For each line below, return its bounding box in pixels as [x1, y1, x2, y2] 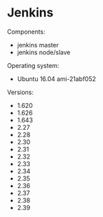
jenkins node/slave [16, 48, 71, 56]
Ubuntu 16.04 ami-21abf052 [16, 74, 96, 83]
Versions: [7, 88, 34, 96]
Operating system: [7, 61, 60, 69]
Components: [7, 27, 46, 36]
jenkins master [16, 41, 59, 49]
